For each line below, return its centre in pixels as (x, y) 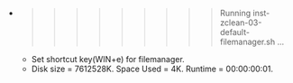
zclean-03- (241, 23)
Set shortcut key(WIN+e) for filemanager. (108, 59)
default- (235, 32)
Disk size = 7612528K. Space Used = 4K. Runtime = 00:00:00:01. (152, 69)
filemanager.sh (247, 41)
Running (235, 13)
